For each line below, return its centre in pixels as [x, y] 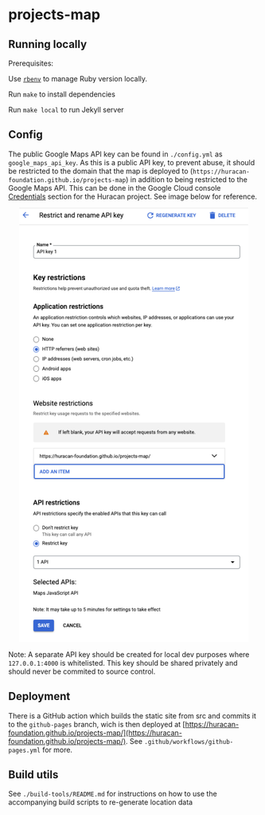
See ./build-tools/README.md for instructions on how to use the [113, 794]
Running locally [48, 44]
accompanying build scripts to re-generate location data [101, 802]
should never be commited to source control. [82, 671]
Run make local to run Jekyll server [66, 110]
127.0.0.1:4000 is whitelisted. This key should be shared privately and [123, 663]
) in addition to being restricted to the [187, 179]
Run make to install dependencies [62, 94]
